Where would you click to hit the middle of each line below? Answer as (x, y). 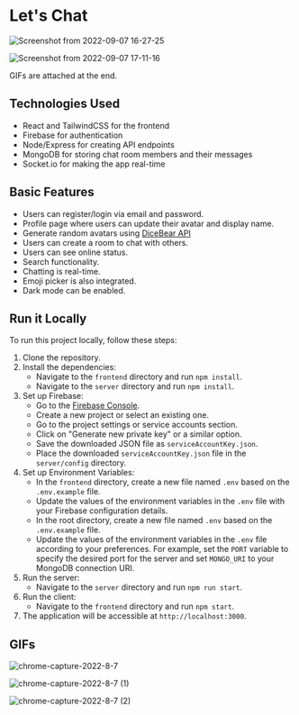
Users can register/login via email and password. (113, 213)
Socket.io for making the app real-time (94, 164)
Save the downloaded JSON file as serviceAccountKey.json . (147, 444)
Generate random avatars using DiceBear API (106, 233)
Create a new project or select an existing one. (122, 415)
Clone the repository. (61, 357)
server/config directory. (81, 463)
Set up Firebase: (53, 396)
